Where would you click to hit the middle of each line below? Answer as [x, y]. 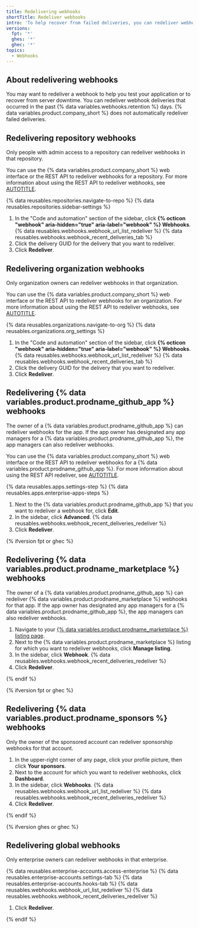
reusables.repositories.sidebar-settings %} [58, 207]
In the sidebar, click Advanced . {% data [63, 517]
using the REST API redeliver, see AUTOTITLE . [62, 475]
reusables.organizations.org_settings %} [55, 331]
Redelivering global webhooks [63, 845]
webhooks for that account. [40, 748]
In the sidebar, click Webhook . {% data [62, 654]
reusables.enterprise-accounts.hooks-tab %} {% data [72, 884]
